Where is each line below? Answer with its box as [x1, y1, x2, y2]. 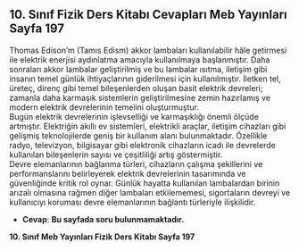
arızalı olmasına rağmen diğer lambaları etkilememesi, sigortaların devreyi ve [9, 187, 291, 197]
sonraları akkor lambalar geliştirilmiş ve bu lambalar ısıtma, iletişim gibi [9, 63, 268, 74]
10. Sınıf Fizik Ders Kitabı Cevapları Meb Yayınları [9, 7, 287, 22]
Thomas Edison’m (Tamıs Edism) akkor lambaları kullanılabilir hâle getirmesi [9, 45, 287, 55]
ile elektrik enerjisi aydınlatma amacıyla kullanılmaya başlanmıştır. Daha [9, 54, 270, 65]
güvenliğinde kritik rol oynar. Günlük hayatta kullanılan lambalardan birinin [9, 178, 280, 188]
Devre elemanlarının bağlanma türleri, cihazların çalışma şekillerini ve [9, 158, 263, 169]
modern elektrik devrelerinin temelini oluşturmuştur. [9, 102, 199, 113]
